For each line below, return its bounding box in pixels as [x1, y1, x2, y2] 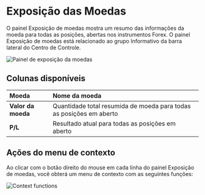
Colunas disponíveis [6, 73, 85, 83]
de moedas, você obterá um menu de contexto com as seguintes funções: [6, 170, 193, 177]
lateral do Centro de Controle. [6, 44, 81, 51]
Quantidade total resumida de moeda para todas [52, 102, 191, 110]
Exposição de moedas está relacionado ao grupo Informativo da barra [6, 37, 182, 44]
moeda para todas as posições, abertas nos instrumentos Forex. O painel [6, 30, 190, 38]
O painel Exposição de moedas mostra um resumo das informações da [6, 24, 184, 32]
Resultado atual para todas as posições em [52, 119, 176, 127]
